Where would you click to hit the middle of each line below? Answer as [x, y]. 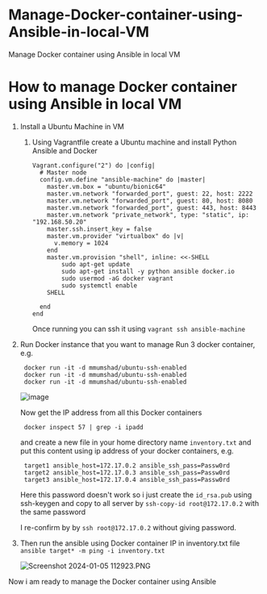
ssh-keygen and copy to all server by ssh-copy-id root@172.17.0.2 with [140, 503]
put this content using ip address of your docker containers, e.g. [127, 450]
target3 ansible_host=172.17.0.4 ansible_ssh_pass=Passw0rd [127, 479]
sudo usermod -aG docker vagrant [117, 278]
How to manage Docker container [123, 87]
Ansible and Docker [65, 150]
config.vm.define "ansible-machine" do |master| [123, 179]
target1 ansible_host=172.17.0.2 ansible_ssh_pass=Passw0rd [127, 466]
